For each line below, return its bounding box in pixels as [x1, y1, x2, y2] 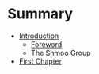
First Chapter [18, 56, 63, 66]
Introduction [18, 31, 59, 41]
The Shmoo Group [30, 48, 91, 57]
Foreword [30, 39, 63, 49]
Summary [7, 5, 73, 23]
